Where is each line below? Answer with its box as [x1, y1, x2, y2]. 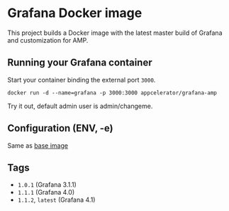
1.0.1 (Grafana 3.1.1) [17, 180, 77, 189]
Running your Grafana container [7, 57, 152, 69]
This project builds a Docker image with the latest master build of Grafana [7, 28, 223, 37]
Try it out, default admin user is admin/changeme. [7, 102, 153, 110]
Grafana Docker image [7, 5, 143, 21]
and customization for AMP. [7, 36, 89, 44]
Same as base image [7, 141, 69, 150]
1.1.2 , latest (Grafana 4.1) [17, 195, 96, 204]
